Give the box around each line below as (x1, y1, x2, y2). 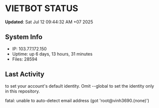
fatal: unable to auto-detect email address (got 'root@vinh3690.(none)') (5, 97, 150, 103)
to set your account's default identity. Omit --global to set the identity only (5, 83, 155, 89)
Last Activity (5, 70, 45, 78)
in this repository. (5, 88, 40, 94)
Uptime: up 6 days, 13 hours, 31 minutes (12, 51, 93, 57)
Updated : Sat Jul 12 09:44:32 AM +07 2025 (5, 19, 94, 25)
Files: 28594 (12, 56, 38, 62)
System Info (5, 33, 43, 41)
